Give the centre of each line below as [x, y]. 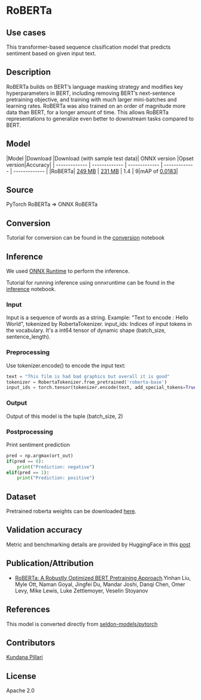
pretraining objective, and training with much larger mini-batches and [92, 99]
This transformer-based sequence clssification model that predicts [89, 47]
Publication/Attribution [50, 563]
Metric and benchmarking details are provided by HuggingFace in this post [98, 545]
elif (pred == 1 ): [28, 472]
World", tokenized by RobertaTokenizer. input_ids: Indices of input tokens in [99, 324]
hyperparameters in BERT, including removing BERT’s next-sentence [91, 93]
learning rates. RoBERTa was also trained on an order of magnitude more [96, 106]
